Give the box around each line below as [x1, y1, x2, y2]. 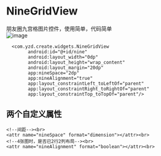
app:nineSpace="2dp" [28, 70, 80, 76]
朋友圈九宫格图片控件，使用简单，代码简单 [6, 25, 112, 32]
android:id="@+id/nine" [28, 48, 87, 55]
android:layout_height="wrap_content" [28, 59, 125, 65]
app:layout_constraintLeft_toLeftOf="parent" [28, 80, 145, 86]
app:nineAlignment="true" [28, 75, 93, 81]
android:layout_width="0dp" [28, 54, 98, 60]
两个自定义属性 [6, 109, 62, 119]
